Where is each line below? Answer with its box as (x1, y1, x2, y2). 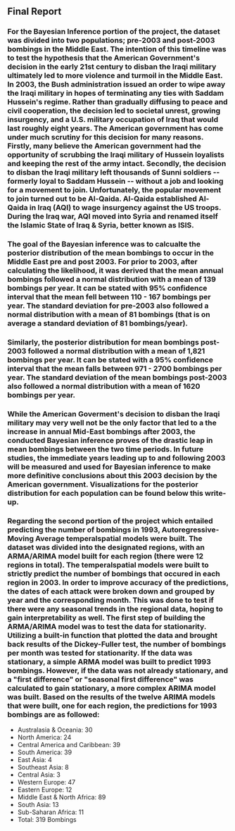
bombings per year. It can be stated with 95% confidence (7, 283, 208, 293)
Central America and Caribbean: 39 (17, 741, 121, 749)
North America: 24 (17, 733, 72, 742)
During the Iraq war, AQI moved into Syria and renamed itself (7, 211, 218, 221)
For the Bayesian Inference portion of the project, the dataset (7, 27, 220, 37)
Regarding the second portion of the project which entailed (7, 516, 213, 525)
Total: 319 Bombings (17, 816, 77, 824)
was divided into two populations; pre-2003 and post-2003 (7, 35, 215, 45)
